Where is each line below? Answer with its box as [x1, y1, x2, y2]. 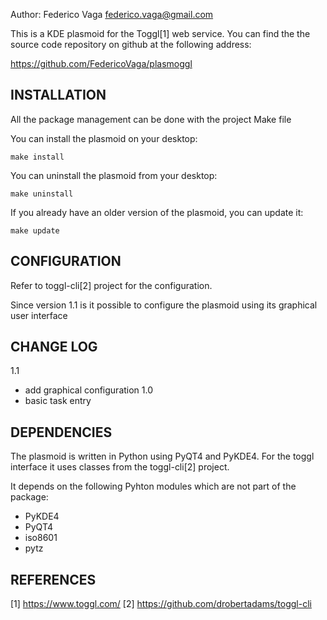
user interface [10, 309, 68, 321]
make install [10, 152, 65, 162]
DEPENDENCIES [10, 424, 113, 441]
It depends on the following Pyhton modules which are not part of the [10, 480, 297, 493]
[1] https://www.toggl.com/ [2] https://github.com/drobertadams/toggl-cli [10, 598, 312, 610]
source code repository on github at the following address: [10, 39, 252, 50]
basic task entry [24, 395, 92, 407]
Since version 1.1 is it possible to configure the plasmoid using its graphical [10, 299, 318, 311]
